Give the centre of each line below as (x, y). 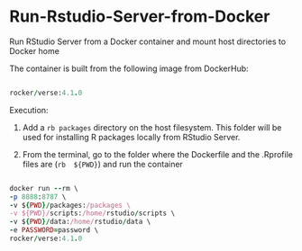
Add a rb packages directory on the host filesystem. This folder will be (152, 127)
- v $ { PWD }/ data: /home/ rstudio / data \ (80, 222)
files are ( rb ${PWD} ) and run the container (102, 164)
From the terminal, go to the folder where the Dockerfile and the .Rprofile (157, 154)
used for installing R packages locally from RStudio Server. (131, 137)
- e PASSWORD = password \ (54, 230)
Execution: (29, 110)
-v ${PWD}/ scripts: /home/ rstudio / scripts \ (92, 213)
